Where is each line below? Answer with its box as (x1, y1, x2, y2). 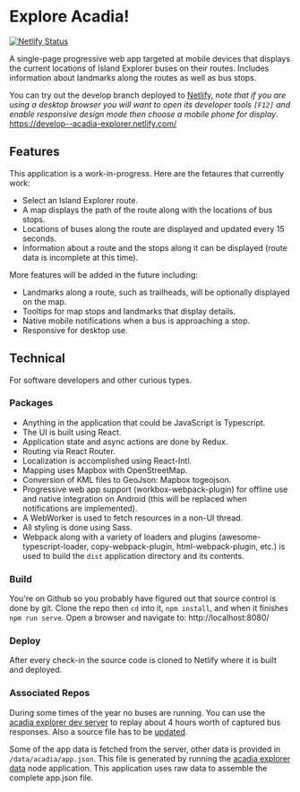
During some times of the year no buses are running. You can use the (9, 707, 266, 718)
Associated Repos (9, 687, 90, 700)
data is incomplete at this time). (21, 252, 139, 263)
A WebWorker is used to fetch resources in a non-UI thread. (21, 512, 244, 523)
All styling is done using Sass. (21, 521, 133, 532)
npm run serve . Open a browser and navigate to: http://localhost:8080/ (9, 612, 270, 624)
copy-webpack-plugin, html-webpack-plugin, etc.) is (90, 540, 286, 552)
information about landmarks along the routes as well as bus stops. (9, 72, 257, 82)
